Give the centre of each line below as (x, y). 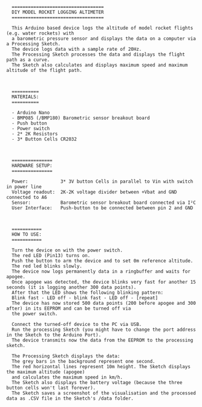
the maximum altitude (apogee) (46, 372)
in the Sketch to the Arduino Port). (54, 335)
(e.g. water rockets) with (40, 33)
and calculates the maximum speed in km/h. (67, 377)
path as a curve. (28, 60)
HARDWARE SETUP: (32, 166)
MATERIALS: (25, 97)
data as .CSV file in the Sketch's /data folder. (70, 399)
